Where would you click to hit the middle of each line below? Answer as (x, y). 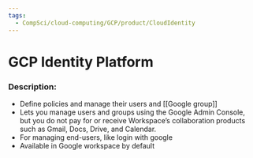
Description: (32, 86)
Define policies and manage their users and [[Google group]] (119, 103)
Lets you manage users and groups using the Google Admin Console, (132, 112)
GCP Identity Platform (81, 62)
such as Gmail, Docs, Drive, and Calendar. (88, 129)
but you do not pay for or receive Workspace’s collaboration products (132, 120)
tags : (17, 15)
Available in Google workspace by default (87, 145)
